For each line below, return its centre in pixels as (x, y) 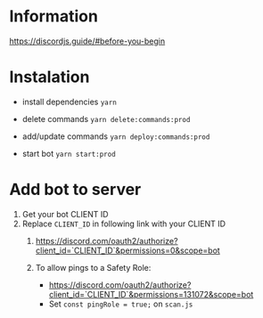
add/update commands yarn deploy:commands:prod (116, 136)
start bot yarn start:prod (69, 153)
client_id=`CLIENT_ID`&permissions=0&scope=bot (127, 250)
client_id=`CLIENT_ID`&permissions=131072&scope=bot (151, 294)
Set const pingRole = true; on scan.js (121, 304)
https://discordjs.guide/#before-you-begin (87, 41)
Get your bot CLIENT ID (65, 214)
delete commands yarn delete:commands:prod (106, 118)
